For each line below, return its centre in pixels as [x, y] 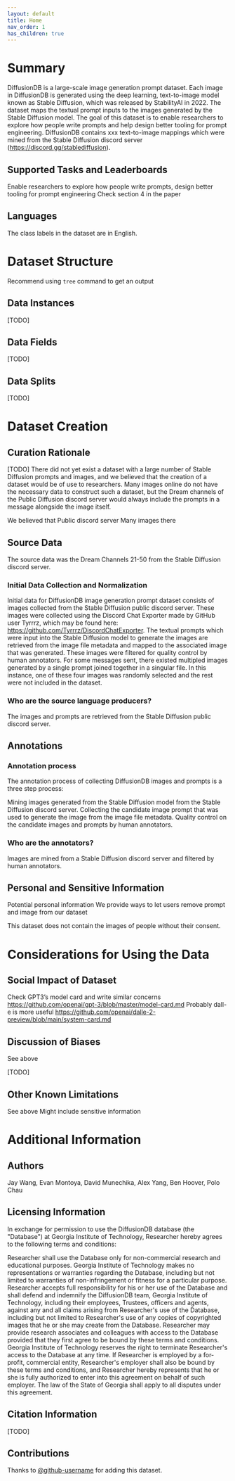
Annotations [35, 745]
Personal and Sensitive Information [86, 888]
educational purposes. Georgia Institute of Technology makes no [101, 1265]
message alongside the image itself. [59, 507]
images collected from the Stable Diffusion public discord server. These [111, 608]
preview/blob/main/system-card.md [59, 1019]
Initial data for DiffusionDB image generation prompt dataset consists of [111, 600]
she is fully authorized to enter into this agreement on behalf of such [106, 1377]
